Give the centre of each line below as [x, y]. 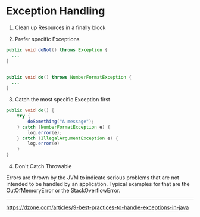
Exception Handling [56, 11]
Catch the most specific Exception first [62, 100]
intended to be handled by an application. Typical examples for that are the [98, 184]
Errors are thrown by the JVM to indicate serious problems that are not [93, 178]
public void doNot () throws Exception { [57, 50]
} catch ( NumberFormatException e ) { [64, 127]
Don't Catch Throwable [43, 166]
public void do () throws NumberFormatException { [69, 77]
